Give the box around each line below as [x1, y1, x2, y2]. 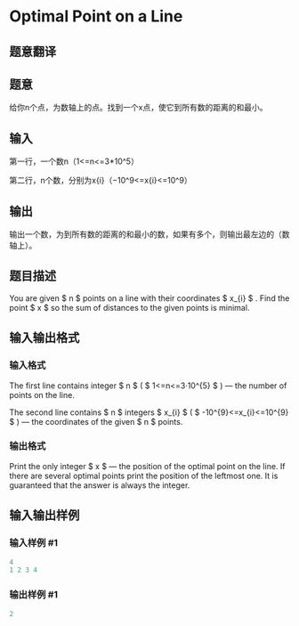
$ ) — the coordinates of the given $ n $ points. [9, 416, 183, 427]
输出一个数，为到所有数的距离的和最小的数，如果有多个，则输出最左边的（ [9, 229, 282, 240]
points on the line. [9, 389, 76, 400]
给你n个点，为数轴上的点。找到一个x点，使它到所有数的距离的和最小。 [9, 102, 268, 113]
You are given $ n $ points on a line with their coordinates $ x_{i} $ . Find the [9, 292, 290, 304]
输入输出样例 [9, 508, 80, 523]
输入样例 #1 [9, 537, 58, 549]
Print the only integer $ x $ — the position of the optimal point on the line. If [9, 460, 286, 471]
